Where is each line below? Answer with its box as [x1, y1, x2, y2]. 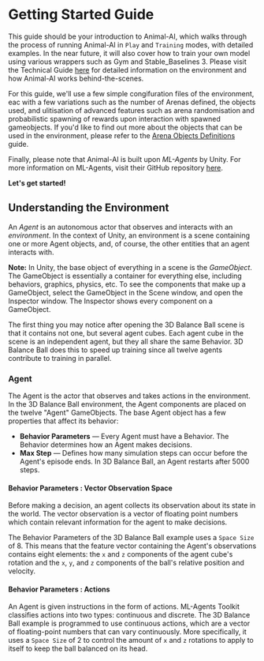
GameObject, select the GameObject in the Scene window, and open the [8, 287, 244, 297]
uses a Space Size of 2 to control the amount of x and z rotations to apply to [8, 636, 254, 645]
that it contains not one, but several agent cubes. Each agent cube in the [8, 328, 244, 337]
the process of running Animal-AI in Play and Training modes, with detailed [8, 39, 254, 49]
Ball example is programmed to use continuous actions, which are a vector [8, 618, 251, 629]
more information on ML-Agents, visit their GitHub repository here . [8, 163, 223, 172]
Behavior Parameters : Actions [8, 584, 110, 594]
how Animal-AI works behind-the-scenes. [8, 73, 144, 83]
